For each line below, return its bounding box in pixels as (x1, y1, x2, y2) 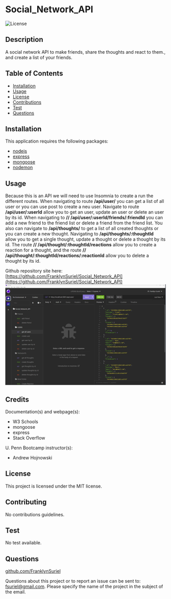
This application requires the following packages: (5, 138, 108, 144)
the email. (5, 589, 26, 595)
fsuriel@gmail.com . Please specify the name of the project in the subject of (5, 584, 163, 590)
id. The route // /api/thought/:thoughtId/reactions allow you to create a (5, 242, 157, 248)
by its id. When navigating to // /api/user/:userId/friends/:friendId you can (5, 215, 163, 221)
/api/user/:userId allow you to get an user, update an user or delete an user (5, 209, 164, 215)
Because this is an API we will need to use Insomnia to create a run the (5, 193, 154, 199)
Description (5, 35, 43, 44)
